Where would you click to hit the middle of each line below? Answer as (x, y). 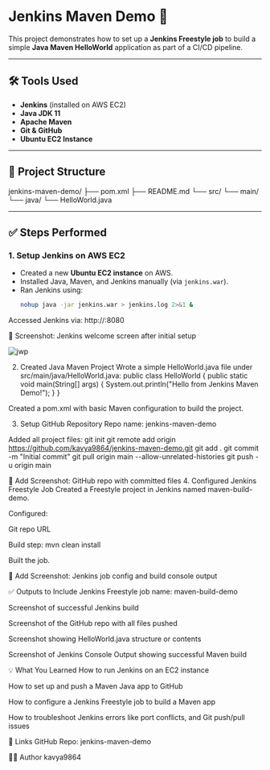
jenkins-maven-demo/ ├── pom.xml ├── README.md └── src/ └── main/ (134, 191)
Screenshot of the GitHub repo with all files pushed (93, 623)
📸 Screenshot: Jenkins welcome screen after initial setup (102, 336)
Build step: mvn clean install (55, 545)
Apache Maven (46, 122)
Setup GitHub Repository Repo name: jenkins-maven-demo (118, 424)
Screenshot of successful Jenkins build (74, 608)
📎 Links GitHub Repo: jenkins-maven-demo (80, 742)
